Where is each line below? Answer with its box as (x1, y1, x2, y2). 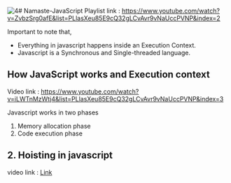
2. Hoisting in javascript (7, 149, 113, 161)
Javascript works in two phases (7, 108, 99, 117)
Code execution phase (17, 129, 83, 138)
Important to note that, (7, 28, 72, 36)
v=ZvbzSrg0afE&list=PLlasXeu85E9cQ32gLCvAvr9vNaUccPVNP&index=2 (7, 14, 220, 22)
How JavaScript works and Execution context (7, 68, 210, 80)
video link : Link (7, 168, 52, 176)
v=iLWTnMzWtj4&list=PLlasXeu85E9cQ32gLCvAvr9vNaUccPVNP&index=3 (7, 94, 224, 103)
